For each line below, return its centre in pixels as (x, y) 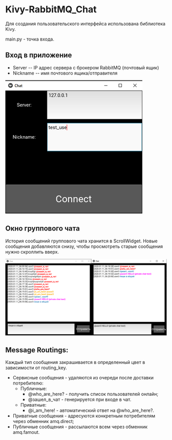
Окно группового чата (43, 229)
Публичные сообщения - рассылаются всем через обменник (80, 427)
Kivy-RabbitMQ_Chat (51, 9)
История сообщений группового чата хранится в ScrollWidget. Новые (81, 241)
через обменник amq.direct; (43, 422)
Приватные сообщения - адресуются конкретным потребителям (84, 416)
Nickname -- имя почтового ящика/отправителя (65, 73)
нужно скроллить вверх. (32, 252)
